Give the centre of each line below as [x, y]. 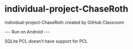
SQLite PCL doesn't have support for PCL [46, 41]
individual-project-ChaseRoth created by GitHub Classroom [65, 22]
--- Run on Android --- [27, 32]
